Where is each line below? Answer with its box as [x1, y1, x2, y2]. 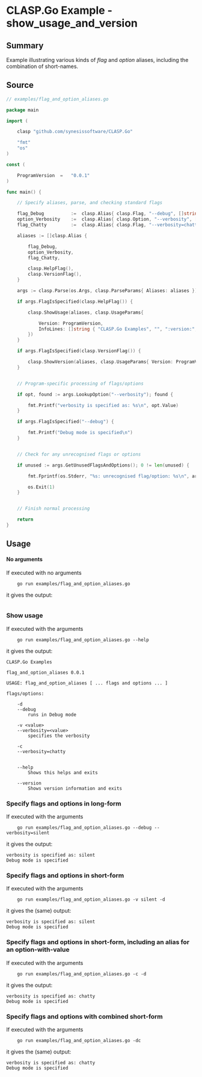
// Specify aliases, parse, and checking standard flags [17, 200, 163, 206]
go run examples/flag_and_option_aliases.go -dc [17, 1038, 141, 1044]
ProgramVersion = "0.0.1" [17, 172, 90, 178]
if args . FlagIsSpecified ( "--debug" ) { [17, 419, 114, 425]
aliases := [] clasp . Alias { [17, 232, 87, 238]
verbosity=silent [6, 830, 50, 836]
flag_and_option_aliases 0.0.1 [6, 669, 85, 675]
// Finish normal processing [17, 506, 90, 512]
